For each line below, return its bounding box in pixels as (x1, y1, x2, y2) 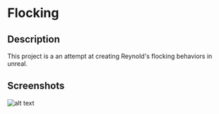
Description (7, 33, 60, 45)
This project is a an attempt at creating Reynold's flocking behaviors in (7, 52, 213, 60)
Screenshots (7, 80, 65, 92)
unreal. (7, 59, 28, 68)
